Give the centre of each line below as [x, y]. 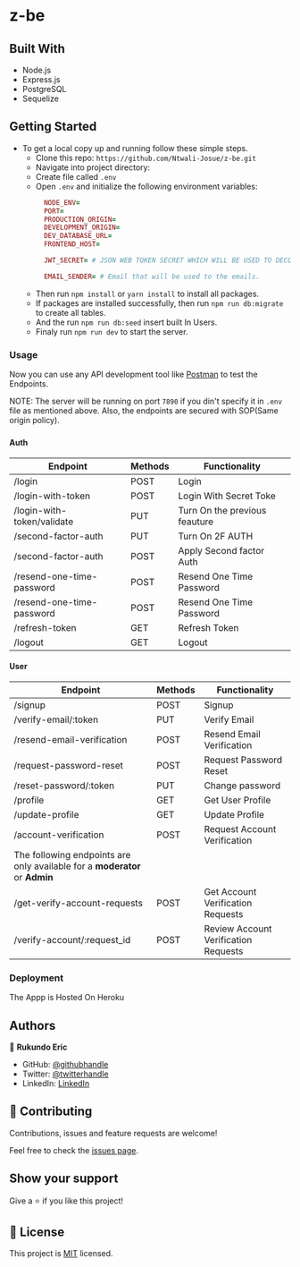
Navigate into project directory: [92, 167]
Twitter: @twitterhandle [65, 1074]
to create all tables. [71, 312]
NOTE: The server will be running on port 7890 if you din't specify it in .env [146, 401]
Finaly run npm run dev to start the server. [112, 331]
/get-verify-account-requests [78, 903]
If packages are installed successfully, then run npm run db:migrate [159, 303]
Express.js [41, 80]
